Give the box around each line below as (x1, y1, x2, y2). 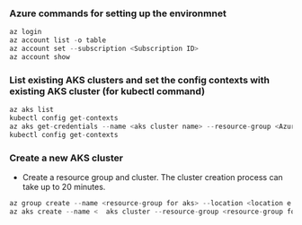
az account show (9, 52, 70, 61)
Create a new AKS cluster (9, 151, 124, 164)
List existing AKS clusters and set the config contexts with (9, 74, 271, 86)
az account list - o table (9, 36, 106, 45)
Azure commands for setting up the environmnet (9, 7, 226, 20)
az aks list (9, 106, 54, 115)
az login (9, 28, 42, 37)
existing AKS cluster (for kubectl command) (9, 84, 205, 97)
